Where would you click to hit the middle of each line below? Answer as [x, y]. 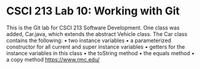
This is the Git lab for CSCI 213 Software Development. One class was [93, 28]
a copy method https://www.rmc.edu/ [53, 59]
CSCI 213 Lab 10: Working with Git [93, 11]
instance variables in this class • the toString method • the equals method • [101, 53]
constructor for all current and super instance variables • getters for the [96, 47]
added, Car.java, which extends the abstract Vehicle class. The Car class [97, 34]
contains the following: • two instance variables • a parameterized [89, 40]
